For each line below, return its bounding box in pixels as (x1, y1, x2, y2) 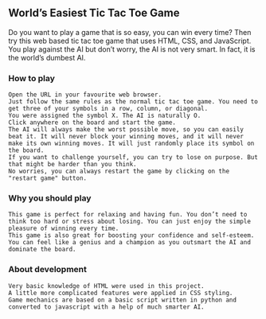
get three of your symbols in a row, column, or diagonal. (8, 105, 209, 113)
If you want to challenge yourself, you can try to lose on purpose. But (8, 154, 259, 161)
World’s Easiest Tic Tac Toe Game (8, 6, 180, 20)
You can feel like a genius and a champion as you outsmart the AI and (8, 239, 251, 247)
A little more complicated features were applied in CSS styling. (8, 289, 233, 297)
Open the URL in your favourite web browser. (8, 91, 162, 99)
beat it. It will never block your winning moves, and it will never (8, 133, 244, 141)
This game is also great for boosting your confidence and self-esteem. (8, 231, 255, 239)
